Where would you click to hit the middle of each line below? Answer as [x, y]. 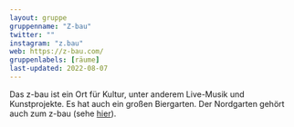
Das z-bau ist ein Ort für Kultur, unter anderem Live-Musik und [127, 94]
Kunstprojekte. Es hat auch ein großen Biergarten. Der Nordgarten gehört [147, 103]
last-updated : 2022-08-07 [58, 69]
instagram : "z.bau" [47, 43]
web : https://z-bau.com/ [57, 52]
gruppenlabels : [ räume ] [55, 60]
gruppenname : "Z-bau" [51, 26]
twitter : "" [32, 34]
